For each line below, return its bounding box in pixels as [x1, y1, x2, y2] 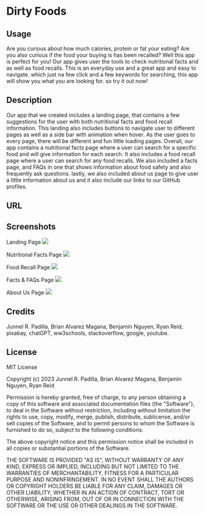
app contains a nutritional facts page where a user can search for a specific [6, 144, 196, 151]
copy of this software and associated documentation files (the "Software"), [6, 400, 195, 408]
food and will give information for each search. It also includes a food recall [6, 150, 196, 157]
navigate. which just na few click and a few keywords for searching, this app [6, 71, 198, 78]
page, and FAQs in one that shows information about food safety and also [6, 163, 191, 171]
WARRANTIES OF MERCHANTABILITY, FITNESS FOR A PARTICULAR [6, 469, 179, 477]
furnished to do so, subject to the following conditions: [6, 426, 143, 433]
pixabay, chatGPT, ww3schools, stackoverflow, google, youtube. [6, 329, 169, 337]
